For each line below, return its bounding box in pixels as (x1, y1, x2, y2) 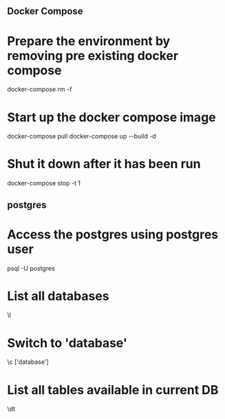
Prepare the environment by (7, 33, 171, 49)
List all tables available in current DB (7, 382, 219, 398)
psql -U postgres (7, 264, 55, 272)
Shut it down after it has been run (7, 156, 201, 172)
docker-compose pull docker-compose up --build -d (7, 132, 156, 141)
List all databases (7, 288, 109, 304)
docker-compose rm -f (7, 85, 72, 94)
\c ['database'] (7, 358, 50, 366)
